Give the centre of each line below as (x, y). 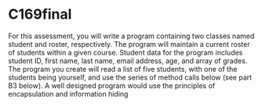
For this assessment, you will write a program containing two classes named (131, 36)
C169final (40, 14)
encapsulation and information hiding (68, 94)
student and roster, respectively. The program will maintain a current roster (129, 44)
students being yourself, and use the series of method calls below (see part (130, 77)
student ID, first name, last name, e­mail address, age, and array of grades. (128, 61)
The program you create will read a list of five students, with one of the (123, 69)
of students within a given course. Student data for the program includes (126, 52)
